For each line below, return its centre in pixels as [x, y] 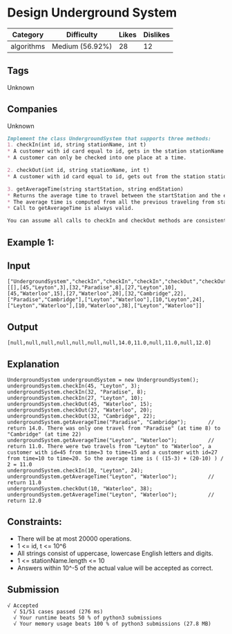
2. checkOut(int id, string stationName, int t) [78, 171]
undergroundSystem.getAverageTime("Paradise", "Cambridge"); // [111, 423]
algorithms [28, 46]
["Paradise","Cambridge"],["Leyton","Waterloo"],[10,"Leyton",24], [106, 300]
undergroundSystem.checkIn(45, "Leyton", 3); [74, 386]
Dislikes [157, 35]
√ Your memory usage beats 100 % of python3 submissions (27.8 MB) [113, 624]
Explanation [33, 364]
